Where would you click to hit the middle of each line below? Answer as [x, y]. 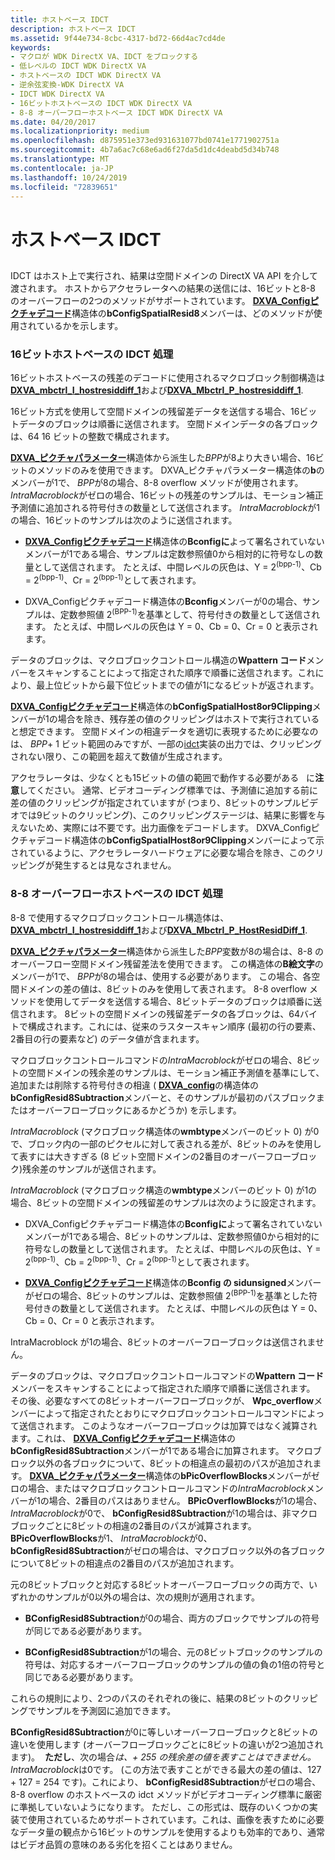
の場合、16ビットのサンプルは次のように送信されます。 [124, 520]
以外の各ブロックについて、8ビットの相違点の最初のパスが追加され [174, 1463]
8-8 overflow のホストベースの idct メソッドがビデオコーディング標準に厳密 [166, 1794]
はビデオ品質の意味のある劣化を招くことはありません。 [124, 1844]
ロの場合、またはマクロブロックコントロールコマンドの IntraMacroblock [158, 1488]
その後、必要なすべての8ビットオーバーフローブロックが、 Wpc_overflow [162, 1400]
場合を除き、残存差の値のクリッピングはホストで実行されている [188, 719]
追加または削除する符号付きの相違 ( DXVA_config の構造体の [135, 1085]
